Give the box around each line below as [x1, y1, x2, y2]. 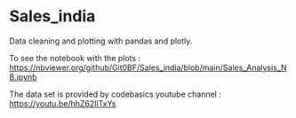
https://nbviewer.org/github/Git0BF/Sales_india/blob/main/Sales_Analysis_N [9, 62, 287, 73]
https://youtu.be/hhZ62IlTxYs [9, 98, 116, 108]
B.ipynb [9, 71, 37, 82]
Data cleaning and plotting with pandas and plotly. [9, 35, 193, 46]
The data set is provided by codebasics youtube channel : [9, 89, 222, 99]
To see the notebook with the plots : [9, 52, 140, 63]
